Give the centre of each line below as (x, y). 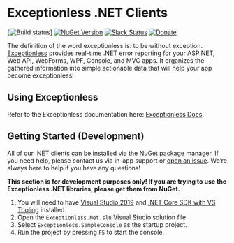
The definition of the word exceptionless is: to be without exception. (105, 45)
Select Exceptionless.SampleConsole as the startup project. (102, 224)
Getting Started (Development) (76, 137)
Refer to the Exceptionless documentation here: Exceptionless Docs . (106, 114)
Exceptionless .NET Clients (87, 13)
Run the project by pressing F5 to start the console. (91, 232)
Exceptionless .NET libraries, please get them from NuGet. (94, 189)
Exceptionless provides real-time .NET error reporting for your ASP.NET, (111, 53)
